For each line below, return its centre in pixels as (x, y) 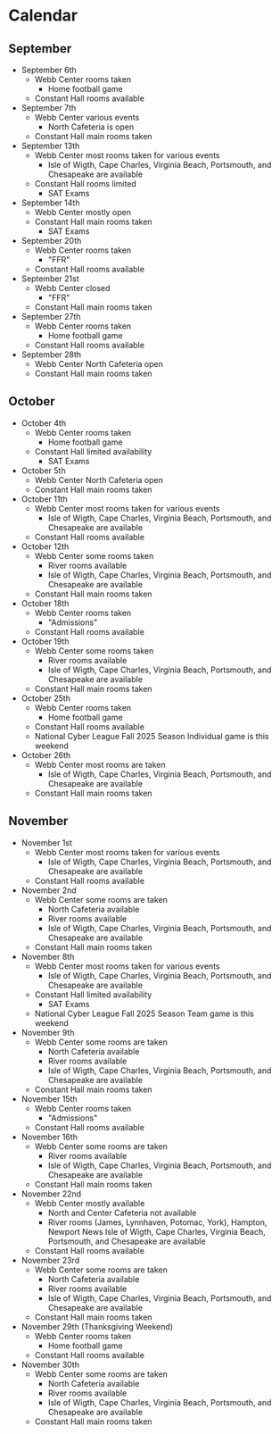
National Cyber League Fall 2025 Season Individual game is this (152, 736)
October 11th (44, 499)
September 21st (50, 279)
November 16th (49, 1137)
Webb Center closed (72, 288)
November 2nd (49, 890)
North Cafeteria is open (91, 127)
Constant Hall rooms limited (86, 183)
